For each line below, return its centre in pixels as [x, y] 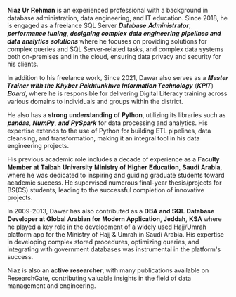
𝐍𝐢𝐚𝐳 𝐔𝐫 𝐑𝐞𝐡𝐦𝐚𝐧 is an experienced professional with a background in [108, 10]
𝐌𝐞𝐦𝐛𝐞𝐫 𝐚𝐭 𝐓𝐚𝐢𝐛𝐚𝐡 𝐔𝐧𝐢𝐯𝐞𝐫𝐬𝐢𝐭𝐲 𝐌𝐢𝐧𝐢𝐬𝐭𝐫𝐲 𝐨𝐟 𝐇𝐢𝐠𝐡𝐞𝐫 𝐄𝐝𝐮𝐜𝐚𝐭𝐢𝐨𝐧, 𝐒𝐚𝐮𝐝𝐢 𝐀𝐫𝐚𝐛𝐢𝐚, [115, 167]
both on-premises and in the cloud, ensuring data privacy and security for [114, 57]
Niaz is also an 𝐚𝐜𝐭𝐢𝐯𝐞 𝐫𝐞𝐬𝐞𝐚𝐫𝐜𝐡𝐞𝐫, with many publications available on [108, 270]
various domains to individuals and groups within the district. [96, 101]
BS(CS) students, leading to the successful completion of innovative [106, 190]
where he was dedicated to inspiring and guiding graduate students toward [116, 175]
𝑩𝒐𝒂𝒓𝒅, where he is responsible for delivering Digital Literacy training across [117, 93]
